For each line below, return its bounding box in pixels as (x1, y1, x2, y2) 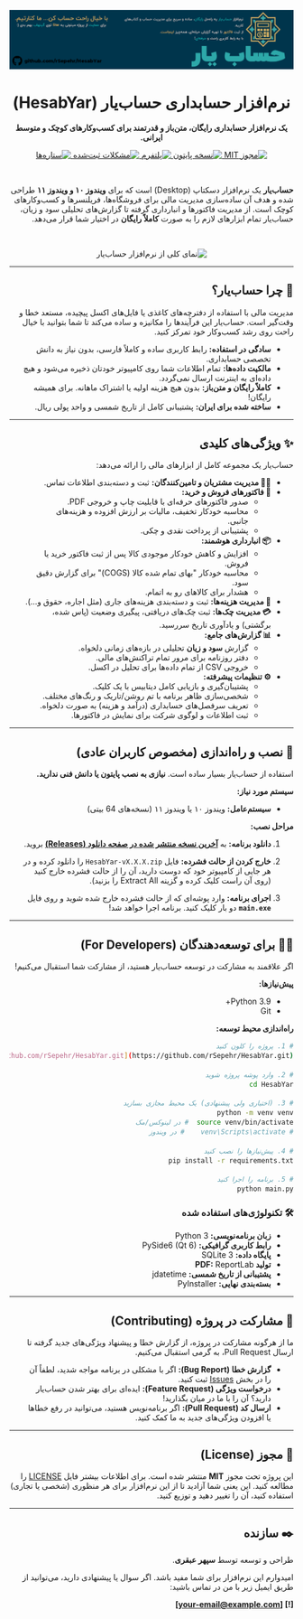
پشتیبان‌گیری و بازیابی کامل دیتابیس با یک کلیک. (92, 681, 249, 692)
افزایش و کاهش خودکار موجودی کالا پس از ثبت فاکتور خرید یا (43, 548, 249, 559)
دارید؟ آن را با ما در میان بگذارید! (161, 1393, 271, 1404)
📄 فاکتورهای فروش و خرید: (181, 487, 271, 498)
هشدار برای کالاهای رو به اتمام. (144, 586, 249, 597)
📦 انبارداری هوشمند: (201, 535, 271, 547)
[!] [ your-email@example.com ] (175, 1598, 294, 1609)
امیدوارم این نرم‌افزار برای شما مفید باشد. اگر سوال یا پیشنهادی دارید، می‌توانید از (22, 1571, 294, 1582)
